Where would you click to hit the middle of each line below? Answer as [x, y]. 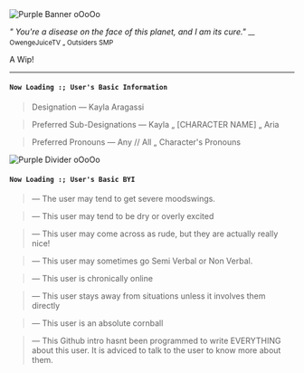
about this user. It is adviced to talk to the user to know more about [156, 350]
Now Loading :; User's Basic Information [89, 88]
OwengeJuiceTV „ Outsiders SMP [62, 43]
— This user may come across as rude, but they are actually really [155, 234]
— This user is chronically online [92, 279]
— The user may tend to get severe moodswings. [123, 199]
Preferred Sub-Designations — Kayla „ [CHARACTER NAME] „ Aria [155, 124]
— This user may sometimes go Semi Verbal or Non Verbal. [142, 261]
